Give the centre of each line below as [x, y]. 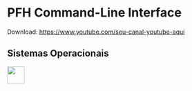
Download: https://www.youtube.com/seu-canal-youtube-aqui [96, 32]
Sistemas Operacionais [58, 53]
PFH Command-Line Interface [94, 13]
